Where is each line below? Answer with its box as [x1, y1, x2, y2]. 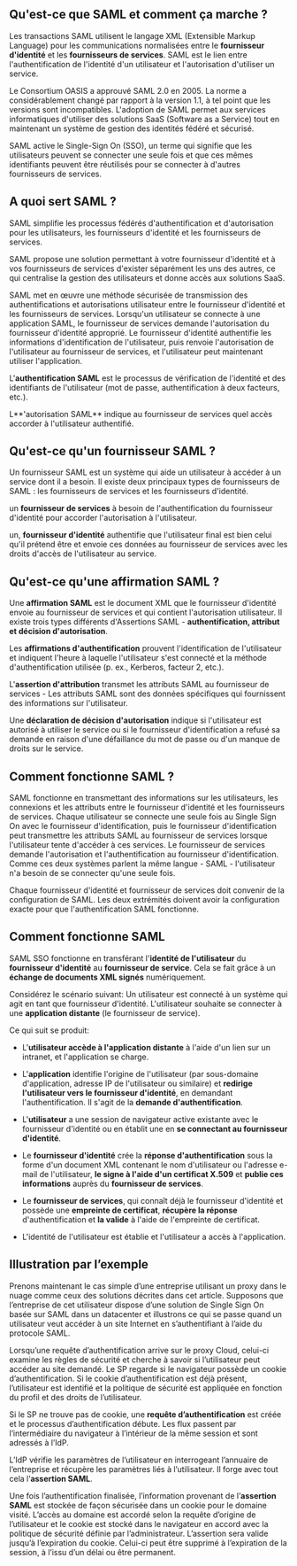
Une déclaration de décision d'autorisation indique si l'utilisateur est [9, 715, 263, 725]
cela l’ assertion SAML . [9, 1473, 93, 1484]
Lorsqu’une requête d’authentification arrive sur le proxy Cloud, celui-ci [9, 1345, 270, 1355]
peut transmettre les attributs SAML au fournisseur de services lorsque [9, 830, 268, 841]
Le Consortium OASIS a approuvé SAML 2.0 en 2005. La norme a [9, 85, 247, 96]
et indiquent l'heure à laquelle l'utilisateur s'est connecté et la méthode [9, 653, 267, 663]
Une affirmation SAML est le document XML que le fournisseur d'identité [9, 598, 277, 609]
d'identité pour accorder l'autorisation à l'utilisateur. [9, 513, 197, 523]
